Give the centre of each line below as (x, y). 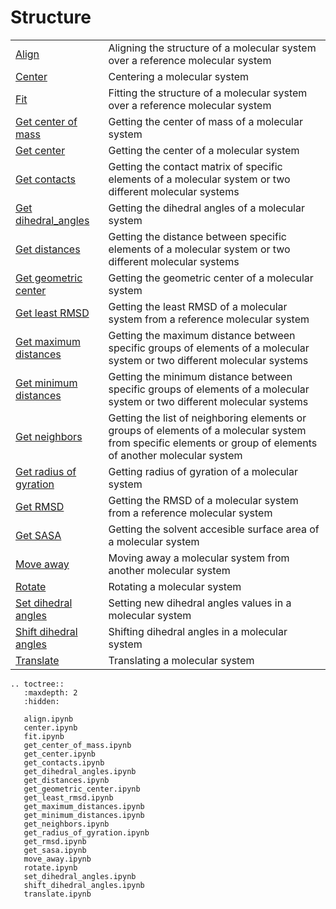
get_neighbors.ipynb (66, 824)
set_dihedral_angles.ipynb (80, 876)
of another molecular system (175, 455)
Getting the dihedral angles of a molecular (206, 208)
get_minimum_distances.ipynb (84, 815)
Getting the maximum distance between (202, 335)
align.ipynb (48, 719)
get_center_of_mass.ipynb (77, 745)
